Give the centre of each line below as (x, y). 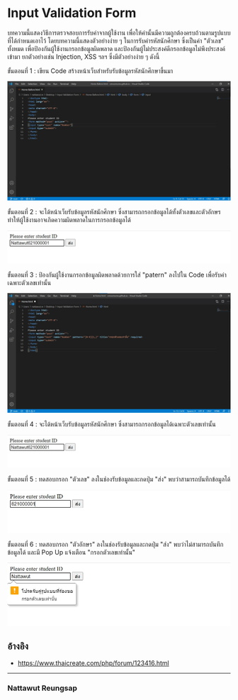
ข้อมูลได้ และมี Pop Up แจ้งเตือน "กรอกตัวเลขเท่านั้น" (72, 552)
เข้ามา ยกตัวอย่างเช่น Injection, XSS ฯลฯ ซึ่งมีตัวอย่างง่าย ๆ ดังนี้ (84, 56)
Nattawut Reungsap (42, 688)
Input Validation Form (72, 13)
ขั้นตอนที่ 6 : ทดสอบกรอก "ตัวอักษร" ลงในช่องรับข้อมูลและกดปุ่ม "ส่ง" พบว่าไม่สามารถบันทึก (115, 544)
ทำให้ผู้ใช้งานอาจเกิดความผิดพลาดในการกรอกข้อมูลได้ (69, 220)
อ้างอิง (18, 646)
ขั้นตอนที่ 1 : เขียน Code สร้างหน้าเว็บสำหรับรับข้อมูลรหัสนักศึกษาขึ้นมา (90, 71)
